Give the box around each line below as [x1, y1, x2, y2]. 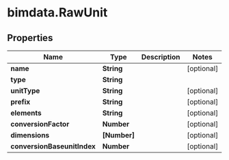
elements [10, 108, 42, 118]
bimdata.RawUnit [7, 5, 108, 21]
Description [141, 53, 180, 62]
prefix [10, 97, 31, 107]
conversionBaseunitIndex [10, 142, 96, 151]
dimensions [10, 131, 50, 139]
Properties [7, 32, 53, 44]
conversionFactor [10, 120, 70, 129]
